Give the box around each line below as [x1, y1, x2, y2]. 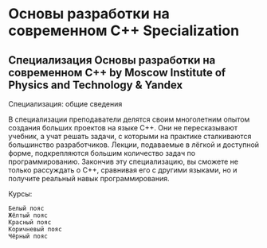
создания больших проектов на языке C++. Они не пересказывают [8, 123, 238, 132]
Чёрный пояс [8, 232, 48, 240]
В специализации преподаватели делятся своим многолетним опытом [8, 114, 250, 124]
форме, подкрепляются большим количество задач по [8, 149, 196, 157]
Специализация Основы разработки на [8, 53, 216, 67]
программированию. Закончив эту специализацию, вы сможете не [8, 157, 239, 166]
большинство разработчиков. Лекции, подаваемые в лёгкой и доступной [8, 140, 260, 149]
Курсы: [8, 189, 33, 199]
